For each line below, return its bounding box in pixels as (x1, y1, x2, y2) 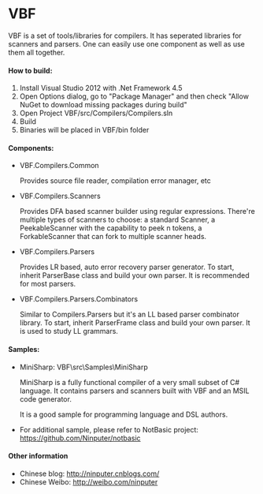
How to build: (8, 65, 53, 75)
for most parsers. (19, 279, 76, 289)
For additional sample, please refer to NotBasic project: (19, 425, 199, 434)
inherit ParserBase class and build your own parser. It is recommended (19, 271, 250, 280)
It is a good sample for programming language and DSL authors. (19, 410, 228, 419)
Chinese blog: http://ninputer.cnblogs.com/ (19, 469, 160, 478)
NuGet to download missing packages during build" (19, 100, 187, 110)
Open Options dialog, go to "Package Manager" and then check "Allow (19, 92, 250, 101)
